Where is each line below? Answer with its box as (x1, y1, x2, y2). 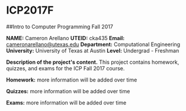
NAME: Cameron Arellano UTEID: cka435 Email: (6, 34, 125, 41)
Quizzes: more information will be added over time (6, 87, 130, 94)
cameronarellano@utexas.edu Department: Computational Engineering (6, 41, 181, 48)
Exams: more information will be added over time (6, 99, 127, 106)
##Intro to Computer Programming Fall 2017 (6, 23, 114, 30)
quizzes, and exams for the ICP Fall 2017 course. (6, 64, 125, 71)
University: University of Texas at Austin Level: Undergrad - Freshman (6, 47, 179, 54)
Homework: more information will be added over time (6, 76, 137, 83)
